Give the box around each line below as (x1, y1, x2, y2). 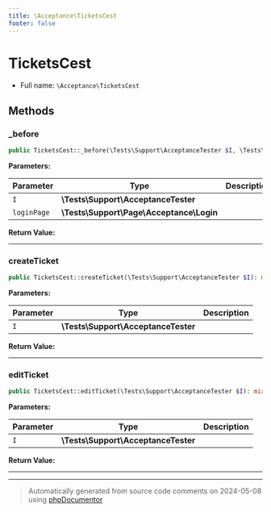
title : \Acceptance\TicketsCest (8, 11, 117, 20)
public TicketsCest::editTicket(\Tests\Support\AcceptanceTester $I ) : (8, 388, 251, 396)
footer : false (8, 19, 56, 27)
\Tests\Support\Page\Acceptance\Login (60, 207, 218, 218)
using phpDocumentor (27, 495, 103, 505)
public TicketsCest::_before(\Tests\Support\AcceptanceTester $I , (8, 147, 236, 155)
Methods (8, 104, 55, 118)
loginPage (12, 208, 50, 217)
